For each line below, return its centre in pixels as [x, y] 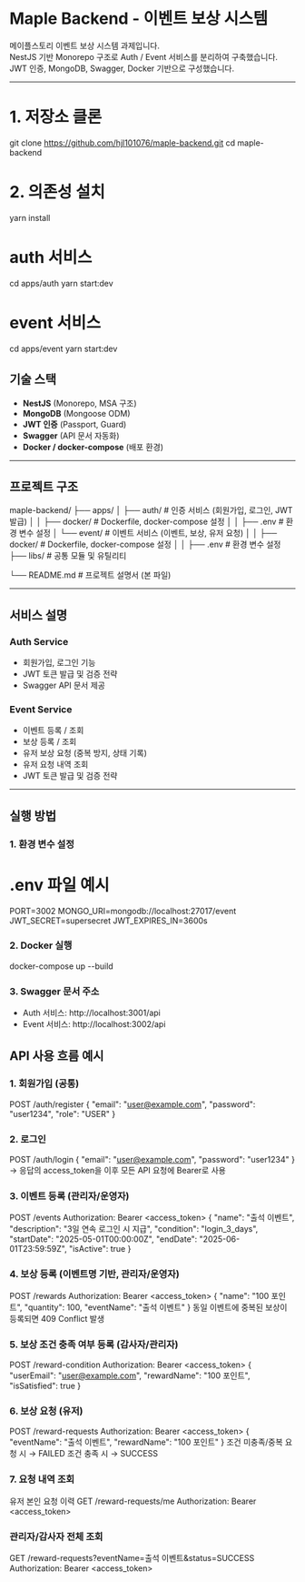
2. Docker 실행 [41, 945]
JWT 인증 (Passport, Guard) [74, 424]
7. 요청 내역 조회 [42, 1479]
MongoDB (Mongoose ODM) [76, 413]
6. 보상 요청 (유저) [46, 1411]
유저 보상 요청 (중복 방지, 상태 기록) [84, 753]
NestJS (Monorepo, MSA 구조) [80, 403]
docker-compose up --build [61, 966]
